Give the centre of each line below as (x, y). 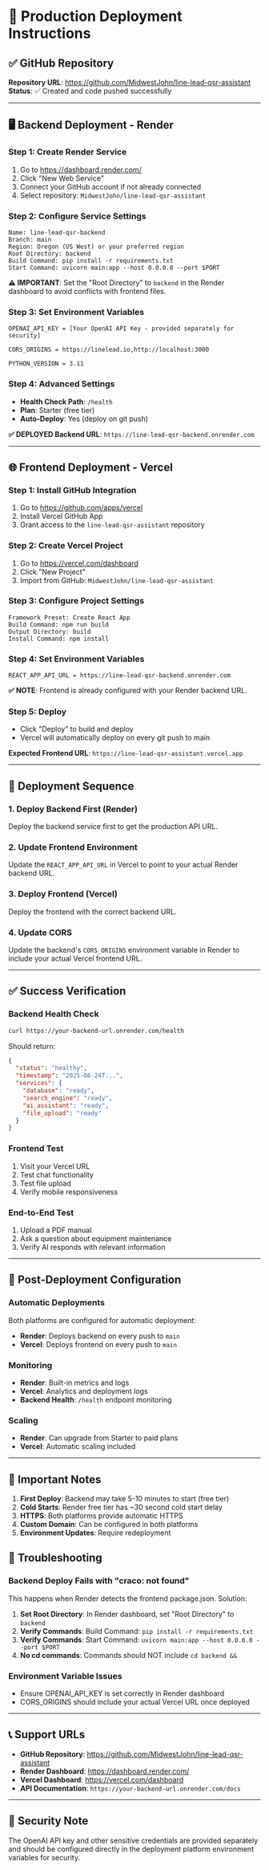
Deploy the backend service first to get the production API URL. (113, 827)
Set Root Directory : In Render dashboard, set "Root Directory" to (127, 1614)
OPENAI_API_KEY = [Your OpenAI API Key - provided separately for (121, 329)
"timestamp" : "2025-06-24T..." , (70, 1076)
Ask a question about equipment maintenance (96, 1238)
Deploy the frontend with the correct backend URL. (92, 912)
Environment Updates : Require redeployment (95, 1533)
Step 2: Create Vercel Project (66, 545)
